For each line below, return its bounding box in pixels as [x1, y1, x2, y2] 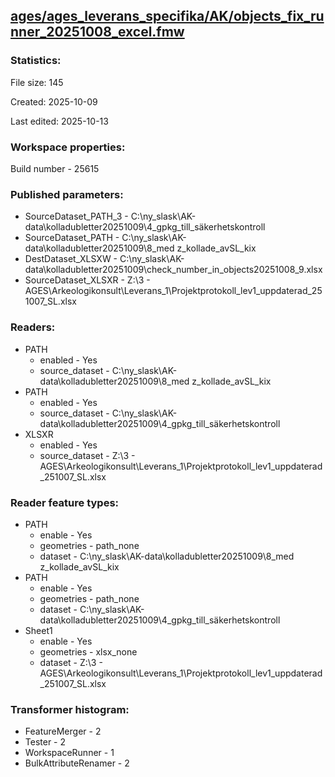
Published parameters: [10, 187, 124, 201]
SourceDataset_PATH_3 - [24, 210, 129, 223]
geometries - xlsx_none [39, 645, 138, 658]
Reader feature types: [10, 495, 120, 509]
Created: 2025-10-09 [10, 95, 98, 108]
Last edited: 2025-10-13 [10, 115, 109, 127]
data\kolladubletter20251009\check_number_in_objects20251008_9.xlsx [24, 264, 323, 276]
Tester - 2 [24, 736, 67, 748]
